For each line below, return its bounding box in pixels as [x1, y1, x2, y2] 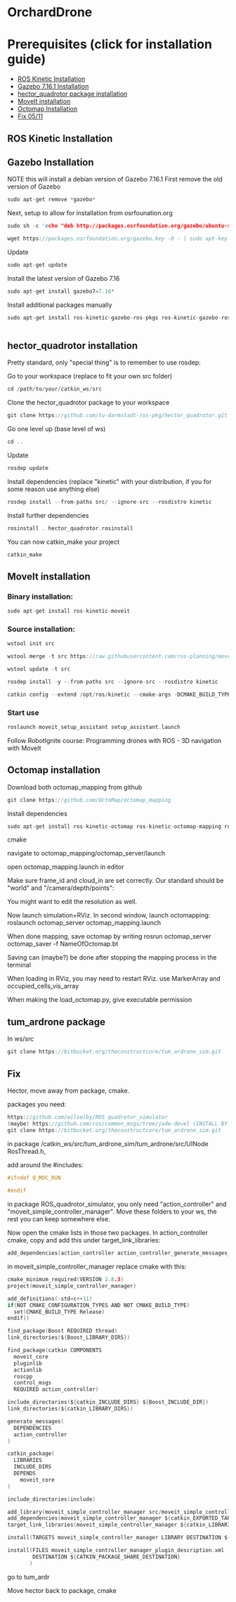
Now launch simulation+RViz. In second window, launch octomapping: [7, 911, 211, 920]
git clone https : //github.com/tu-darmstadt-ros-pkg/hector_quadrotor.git [7, 412, 228, 419]
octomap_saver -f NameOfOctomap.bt [7, 940, 119, 948]
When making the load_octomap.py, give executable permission [7, 996, 192, 1004]
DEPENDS [13, 1470, 37, 1477]
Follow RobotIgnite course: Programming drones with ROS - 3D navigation [7, 736, 222, 744]
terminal [7, 961, 32, 970]
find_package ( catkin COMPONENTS [7, 1347, 102, 1354]
